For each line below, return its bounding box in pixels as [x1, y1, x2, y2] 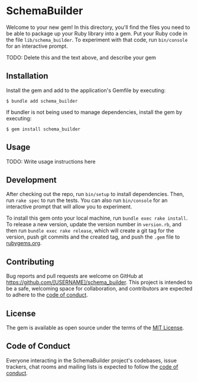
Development [6, 175, 57, 185]
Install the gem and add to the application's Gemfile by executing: [6, 87, 166, 94]
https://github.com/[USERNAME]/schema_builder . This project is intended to [6, 279, 193, 286]
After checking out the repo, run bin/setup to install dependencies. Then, [6, 191, 184, 198]
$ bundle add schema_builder [6, 98, 78, 104]
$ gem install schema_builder [6, 126, 81, 132]
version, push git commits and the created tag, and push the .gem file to [6, 233, 180, 240]
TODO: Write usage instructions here [6, 158, 96, 165]
